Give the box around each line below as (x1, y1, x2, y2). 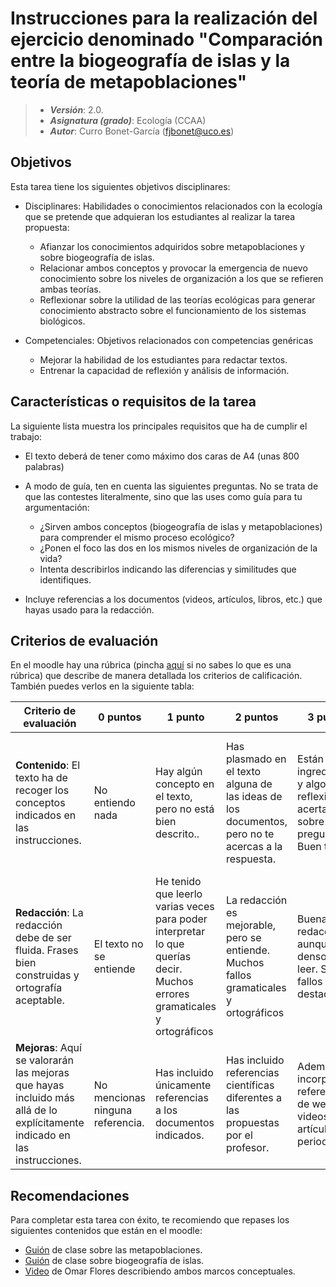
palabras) (24, 460, 65, 472)
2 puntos (234, 710, 279, 724)
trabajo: (10, 430, 43, 442)
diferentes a (225, 1091, 283, 1105)
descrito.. (155, 827, 200, 841)
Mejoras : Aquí (15, 1041, 82, 1055)
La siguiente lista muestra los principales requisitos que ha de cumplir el (10, 420, 308, 432)
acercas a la (225, 840, 283, 854)
